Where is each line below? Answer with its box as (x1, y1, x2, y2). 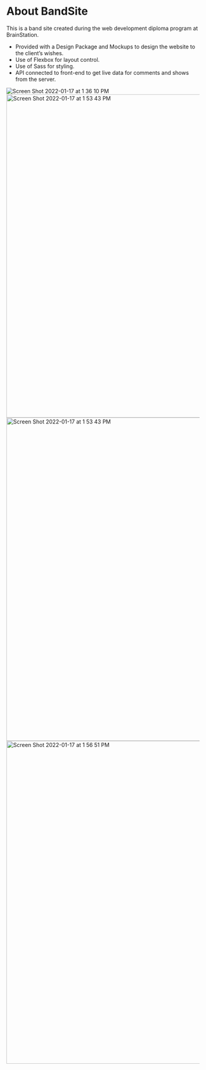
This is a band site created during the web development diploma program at (6, 25, 198, 32)
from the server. (15, 75, 56, 83)
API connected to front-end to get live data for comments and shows (15, 69, 189, 76)
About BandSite (6, 4, 88, 18)
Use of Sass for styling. (15, 63, 75, 70)
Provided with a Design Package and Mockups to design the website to (15, 43, 196, 50)
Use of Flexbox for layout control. (15, 56, 100, 63)
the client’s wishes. (15, 49, 64, 56)
